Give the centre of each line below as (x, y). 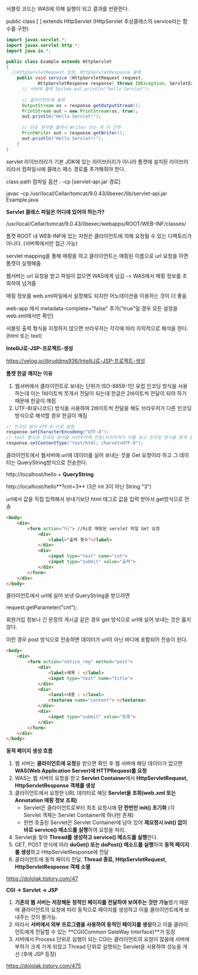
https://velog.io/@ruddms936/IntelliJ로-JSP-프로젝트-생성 (76, 361)
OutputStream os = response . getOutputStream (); (81, 105)
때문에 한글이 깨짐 (35, 400)
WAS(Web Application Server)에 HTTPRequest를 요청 (81, 771)
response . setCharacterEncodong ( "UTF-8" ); (58, 432)
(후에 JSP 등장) (39, 954)
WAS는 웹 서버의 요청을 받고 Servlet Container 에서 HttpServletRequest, (101, 778)
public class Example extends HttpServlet (59, 61)
